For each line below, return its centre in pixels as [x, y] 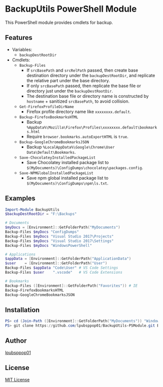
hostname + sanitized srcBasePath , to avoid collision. [78, 101]
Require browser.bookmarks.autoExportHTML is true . [77, 136]
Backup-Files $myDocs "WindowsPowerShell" [49, 245]
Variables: [22, 49]
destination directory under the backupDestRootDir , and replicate [91, 75]
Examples [20, 198]
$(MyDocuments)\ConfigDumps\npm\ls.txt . [67, 183]
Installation [22, 310]
